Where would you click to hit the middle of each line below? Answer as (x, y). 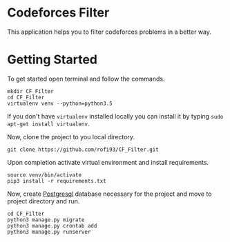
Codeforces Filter (58, 13)
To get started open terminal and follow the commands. (86, 79)
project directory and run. (44, 201)
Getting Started (52, 60)
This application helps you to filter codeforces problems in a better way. (109, 32)
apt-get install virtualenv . (48, 123)
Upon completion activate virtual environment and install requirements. (108, 162)
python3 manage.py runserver (49, 232)
